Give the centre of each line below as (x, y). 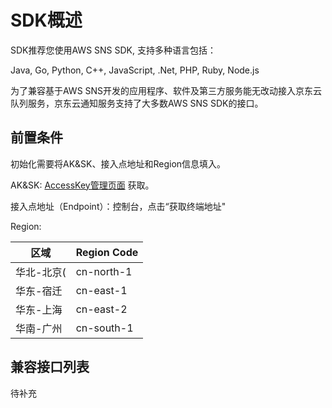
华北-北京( (41, 272)
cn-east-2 (101, 309)
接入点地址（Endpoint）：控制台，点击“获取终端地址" (118, 206)
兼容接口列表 (50, 367)
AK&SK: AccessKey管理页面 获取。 (82, 185)
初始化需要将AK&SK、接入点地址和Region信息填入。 (118, 163)
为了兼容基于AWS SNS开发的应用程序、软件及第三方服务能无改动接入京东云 (166, 90)
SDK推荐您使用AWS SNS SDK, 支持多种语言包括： (113, 50)
